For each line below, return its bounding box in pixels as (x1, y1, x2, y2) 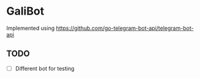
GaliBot (6, 4, 45, 18)
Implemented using (6, 24, 55, 32)
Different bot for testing (15, 65, 75, 72)
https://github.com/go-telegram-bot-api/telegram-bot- (56, 24, 194, 32)
